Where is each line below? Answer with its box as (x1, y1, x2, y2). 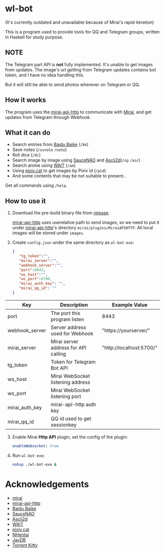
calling (51, 350, 66, 357)
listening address (51, 378, 90, 385)
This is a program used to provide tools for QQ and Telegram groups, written (5, 29, 160, 35)
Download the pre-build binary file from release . (12, 210, 110, 216)
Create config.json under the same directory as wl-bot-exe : (12, 240, 134, 246)
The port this (51, 309, 81, 316)
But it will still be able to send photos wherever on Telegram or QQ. (5, 81, 140, 87)
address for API (51, 344, 87, 351)
